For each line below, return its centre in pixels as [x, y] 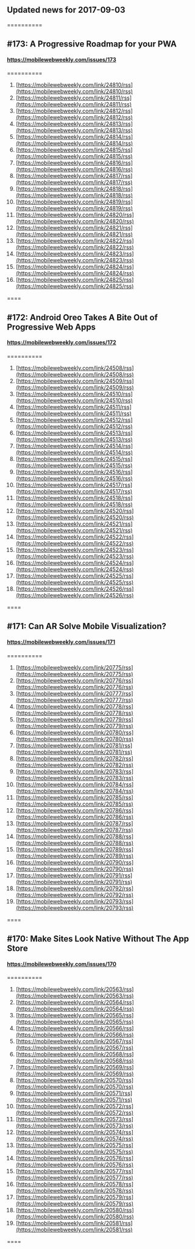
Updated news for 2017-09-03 [66, 10]
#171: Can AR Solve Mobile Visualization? [87, 626]
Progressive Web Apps [51, 327]
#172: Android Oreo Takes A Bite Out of [82, 317]
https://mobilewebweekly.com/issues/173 [62, 59]
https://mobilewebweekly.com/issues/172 [62, 342]
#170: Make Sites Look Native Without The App [98, 939]
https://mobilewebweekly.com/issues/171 [61, 642]
